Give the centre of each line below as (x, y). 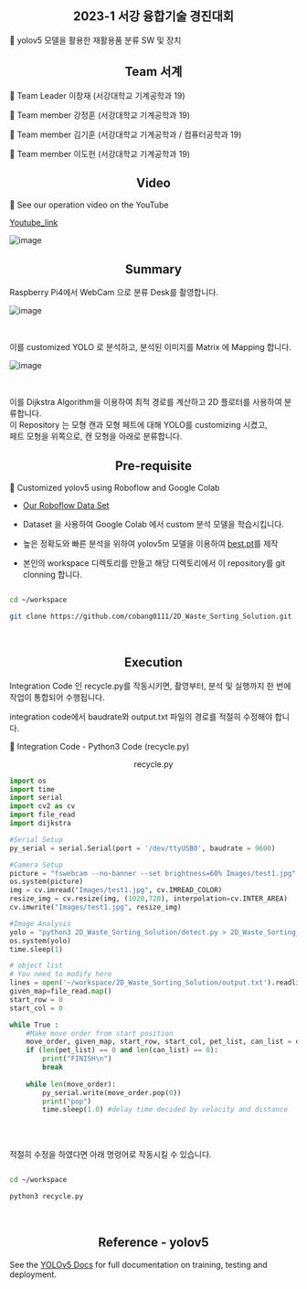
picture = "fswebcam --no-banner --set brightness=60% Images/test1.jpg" (153, 873)
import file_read (42, 815)
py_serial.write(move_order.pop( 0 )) (112, 1092)
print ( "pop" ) (67, 1101)
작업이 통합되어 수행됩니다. (57, 697)
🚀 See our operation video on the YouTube (89, 205)
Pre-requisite (153, 466)
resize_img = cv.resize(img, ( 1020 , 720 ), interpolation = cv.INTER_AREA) (148, 899)
